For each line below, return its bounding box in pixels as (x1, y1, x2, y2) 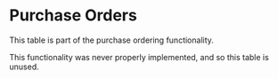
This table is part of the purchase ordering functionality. (9, 35, 214, 45)
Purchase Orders (9, 5, 138, 26)
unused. (9, 61, 39, 72)
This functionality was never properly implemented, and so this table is (9, 51, 269, 62)
